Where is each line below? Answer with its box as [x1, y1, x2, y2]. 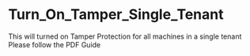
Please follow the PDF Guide [8, 39, 101, 49]
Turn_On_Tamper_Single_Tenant [8, 6, 224, 24]
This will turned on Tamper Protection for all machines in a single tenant [8, 32, 242, 41]
